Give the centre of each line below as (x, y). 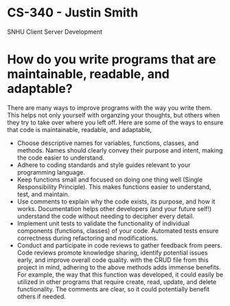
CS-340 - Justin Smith (73, 13)
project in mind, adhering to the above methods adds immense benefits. (119, 267)
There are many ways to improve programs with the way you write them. (110, 107)
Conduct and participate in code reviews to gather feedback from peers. (119, 245)
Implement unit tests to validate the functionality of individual (103, 223)
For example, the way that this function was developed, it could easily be (120, 274)
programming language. (51, 172)
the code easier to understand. (61, 157)
